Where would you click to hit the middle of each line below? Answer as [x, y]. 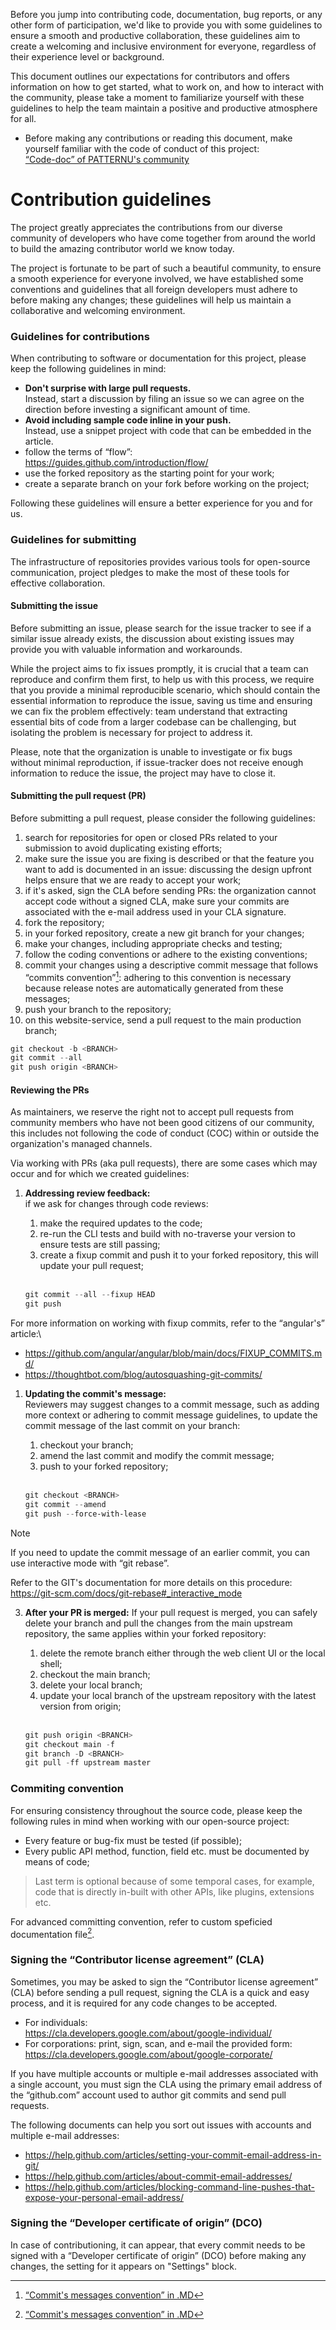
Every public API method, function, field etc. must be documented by [167, 1851]
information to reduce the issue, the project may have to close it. [143, 773]
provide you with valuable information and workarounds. [126, 649]
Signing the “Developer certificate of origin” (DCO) [136, 2223]
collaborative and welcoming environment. [98, 310]
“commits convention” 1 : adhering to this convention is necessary [158, 976]
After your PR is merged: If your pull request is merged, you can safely [171, 1612]
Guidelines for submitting [73, 540]
